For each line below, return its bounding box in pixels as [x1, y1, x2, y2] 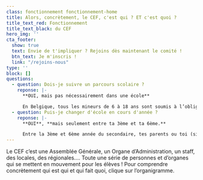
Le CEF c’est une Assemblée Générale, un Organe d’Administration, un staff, [6, 148, 195, 155]
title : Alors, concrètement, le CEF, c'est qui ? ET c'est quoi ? [6, 14, 177, 20]
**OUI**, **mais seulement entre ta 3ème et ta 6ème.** [22, 120, 166, 126]
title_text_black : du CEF [6, 25, 71, 32]
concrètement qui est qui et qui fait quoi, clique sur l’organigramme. [6, 167, 175, 175]
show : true [11, 43, 39, 49]
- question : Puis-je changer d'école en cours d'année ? [11, 109, 158, 115]
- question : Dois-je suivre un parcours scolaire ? [11, 82, 145, 88]
